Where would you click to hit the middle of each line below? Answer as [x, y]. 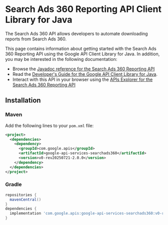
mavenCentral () [25, 200]
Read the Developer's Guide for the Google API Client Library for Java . [85, 74]
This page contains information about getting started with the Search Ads [81, 48]
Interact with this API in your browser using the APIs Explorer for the [82, 79]
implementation [25, 214]
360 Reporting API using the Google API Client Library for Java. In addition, [82, 54]
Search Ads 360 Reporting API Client [83, 9]
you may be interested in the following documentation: [61, 59]
